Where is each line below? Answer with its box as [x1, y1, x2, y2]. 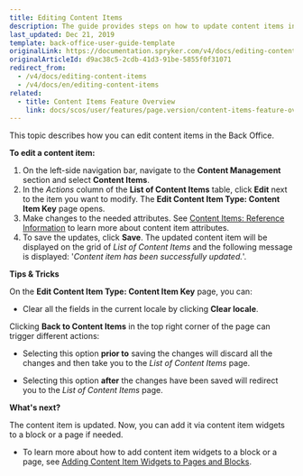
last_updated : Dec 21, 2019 [9, 30, 115, 39]
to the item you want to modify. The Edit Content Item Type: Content [22, 194, 280, 205]
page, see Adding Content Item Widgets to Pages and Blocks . [22, 456, 252, 467]
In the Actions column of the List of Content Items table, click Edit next [22, 184, 288, 195]
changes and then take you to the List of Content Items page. [22, 358, 251, 369]
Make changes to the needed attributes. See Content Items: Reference [22, 213, 285, 224]
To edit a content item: [9, 148, 96, 159]
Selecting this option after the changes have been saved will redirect [22, 375, 279, 386]
